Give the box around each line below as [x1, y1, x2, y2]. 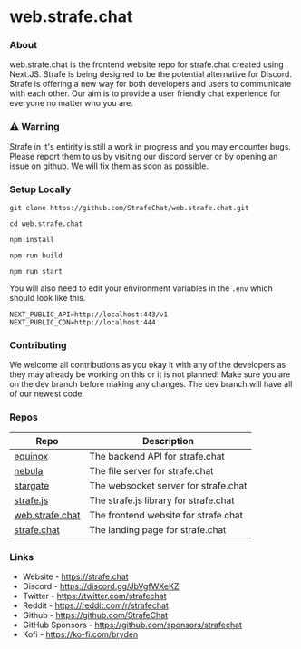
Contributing [9, 339, 67, 351]
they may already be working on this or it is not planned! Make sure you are [9, 369, 291, 380]
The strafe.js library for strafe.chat [89, 494, 235, 507]
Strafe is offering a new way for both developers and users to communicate [9, 79, 292, 90]
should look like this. [9, 293, 86, 304]
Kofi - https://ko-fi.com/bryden [22, 628, 139, 640]
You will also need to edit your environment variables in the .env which [9, 283, 274, 294]
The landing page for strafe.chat [89, 523, 227, 536]
